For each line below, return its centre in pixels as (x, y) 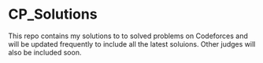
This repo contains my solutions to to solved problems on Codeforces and (128, 36)
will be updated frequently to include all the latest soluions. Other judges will (132, 44)
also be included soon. (45, 52)
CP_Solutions (53, 14)
